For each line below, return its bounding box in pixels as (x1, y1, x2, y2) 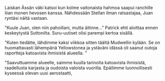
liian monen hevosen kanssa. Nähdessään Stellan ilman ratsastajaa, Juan (4, 10, 153, 16)
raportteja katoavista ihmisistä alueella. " (4, 50, 87, 56)
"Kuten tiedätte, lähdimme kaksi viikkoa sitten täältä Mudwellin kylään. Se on (4, 40, 160, 45)
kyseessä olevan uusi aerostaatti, (4, 70, 73, 76)
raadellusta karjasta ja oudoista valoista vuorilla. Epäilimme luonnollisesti (4, 65, 153, 71)
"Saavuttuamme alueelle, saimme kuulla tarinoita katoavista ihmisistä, (4, 60, 146, 65)
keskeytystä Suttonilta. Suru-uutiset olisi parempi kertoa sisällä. (4, 30, 134, 36)
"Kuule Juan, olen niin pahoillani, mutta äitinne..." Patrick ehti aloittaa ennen (4, 25, 159, 31)
